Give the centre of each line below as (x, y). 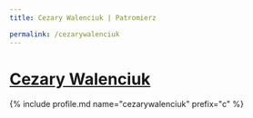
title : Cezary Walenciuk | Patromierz (83, 18)
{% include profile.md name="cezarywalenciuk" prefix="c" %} (126, 104)
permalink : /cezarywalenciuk (65, 34)
